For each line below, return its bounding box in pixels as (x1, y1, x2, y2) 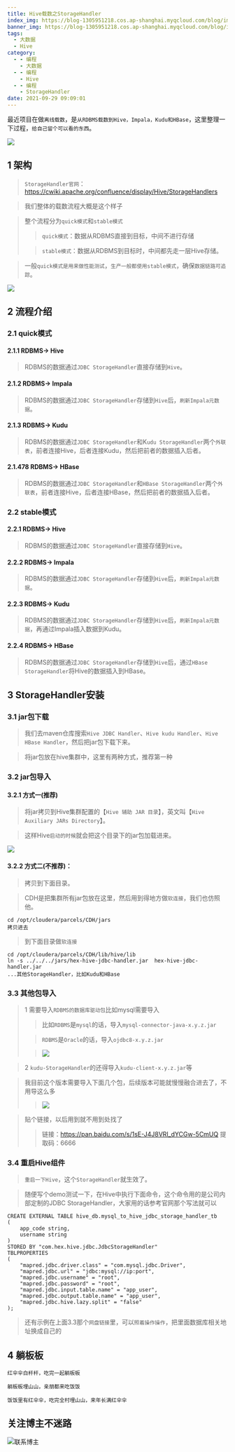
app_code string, (20, 1225, 71, 1233)
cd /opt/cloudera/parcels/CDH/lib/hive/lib (7, 951, 136, 958)
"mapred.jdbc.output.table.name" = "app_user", (20, 1293, 161, 1300)
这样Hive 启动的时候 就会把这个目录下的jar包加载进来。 (24, 832, 176, 840)
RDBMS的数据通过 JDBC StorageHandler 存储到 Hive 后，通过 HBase (24, 658, 208, 666)
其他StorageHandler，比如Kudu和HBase (16, 970, 120, 978)
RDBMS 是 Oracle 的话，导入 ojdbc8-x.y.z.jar (41, 1035, 164, 1043)
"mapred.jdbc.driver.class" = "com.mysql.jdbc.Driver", (20, 1262, 187, 1269)
